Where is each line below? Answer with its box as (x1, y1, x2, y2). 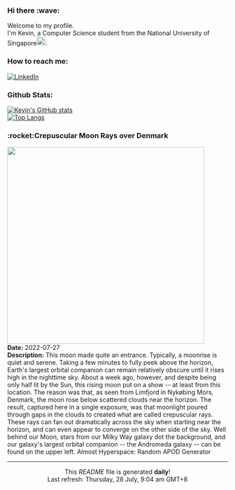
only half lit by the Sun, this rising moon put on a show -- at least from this (7, 381, 221, 389)
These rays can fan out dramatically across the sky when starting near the (7, 418, 222, 426)
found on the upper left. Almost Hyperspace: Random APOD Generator (7, 447, 211, 456)
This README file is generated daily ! (64, 468, 171, 476)
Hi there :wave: (7, 6, 60, 15)
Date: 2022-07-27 (7, 344, 60, 352)
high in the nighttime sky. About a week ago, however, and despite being (7, 373, 217, 381)
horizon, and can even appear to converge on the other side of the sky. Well (7, 426, 226, 434)
